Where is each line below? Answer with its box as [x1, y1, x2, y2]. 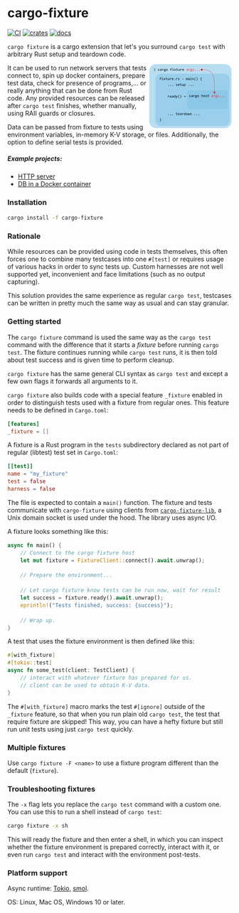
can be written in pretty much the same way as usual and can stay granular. [7, 299, 230, 307]
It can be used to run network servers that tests [7, 63, 147, 72]
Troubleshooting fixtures [7, 784, 96, 794]
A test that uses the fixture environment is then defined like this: [7, 637, 195, 646]
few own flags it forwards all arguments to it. [7, 377, 138, 385]
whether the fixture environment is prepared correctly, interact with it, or [7, 843, 220, 851]
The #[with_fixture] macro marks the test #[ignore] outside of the [7, 702, 205, 710]
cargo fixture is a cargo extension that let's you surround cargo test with [7, 42, 225, 50]
